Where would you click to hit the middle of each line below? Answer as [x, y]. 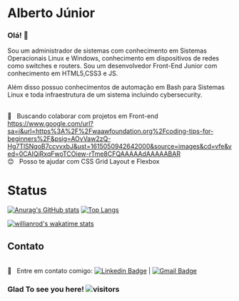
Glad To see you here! [46, 290]
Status [27, 190]
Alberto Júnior [51, 13]
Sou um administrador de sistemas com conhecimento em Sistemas [107, 51]
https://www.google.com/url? [51, 124]
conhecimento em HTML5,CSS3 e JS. [63, 73]
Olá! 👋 [18, 36]
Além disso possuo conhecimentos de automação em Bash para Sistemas [116, 88]
